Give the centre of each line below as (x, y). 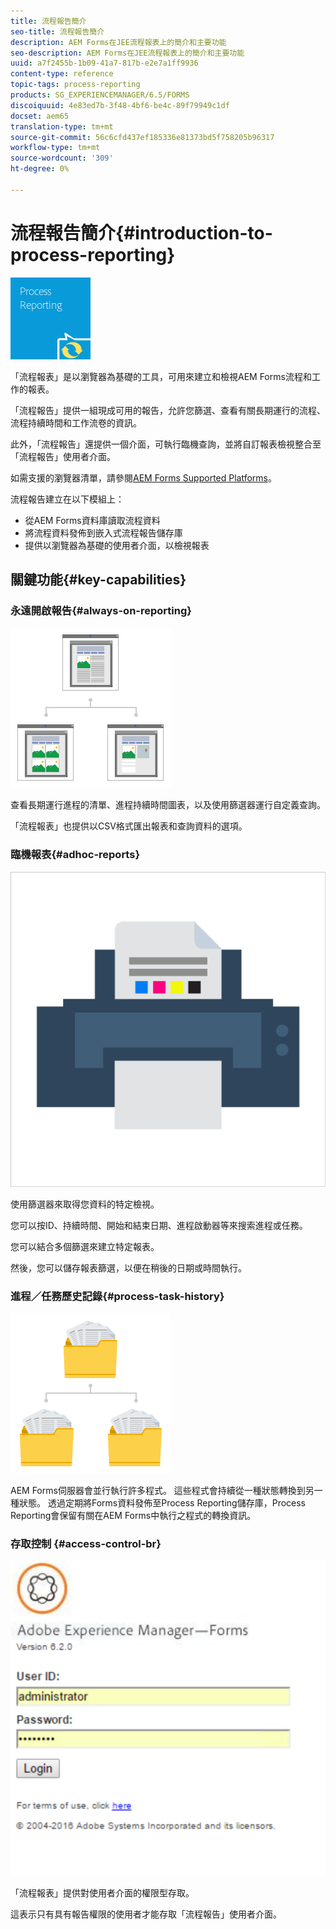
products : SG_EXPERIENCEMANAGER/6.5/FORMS (100, 95)
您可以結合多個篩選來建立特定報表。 (85, 1246)
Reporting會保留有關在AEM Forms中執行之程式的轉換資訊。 (133, 1515)
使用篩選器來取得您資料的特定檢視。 (85, 1204)
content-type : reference (62, 74)
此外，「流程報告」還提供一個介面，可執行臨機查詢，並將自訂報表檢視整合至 (166, 444)
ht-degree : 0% (40, 169)
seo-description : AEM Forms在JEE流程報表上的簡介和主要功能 (127, 53)
